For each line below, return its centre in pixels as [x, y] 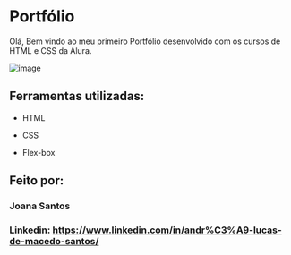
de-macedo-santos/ [54, 241]
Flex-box [39, 152]
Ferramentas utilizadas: [77, 96]
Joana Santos [40, 206]
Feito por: [37, 181]
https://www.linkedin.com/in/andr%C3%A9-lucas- [167, 230]
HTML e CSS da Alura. [51, 50]
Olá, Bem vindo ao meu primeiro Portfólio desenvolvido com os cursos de [145, 41]
